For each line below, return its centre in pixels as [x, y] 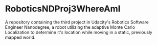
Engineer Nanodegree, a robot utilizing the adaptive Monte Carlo [70, 27]
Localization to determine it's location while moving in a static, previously [79, 32]
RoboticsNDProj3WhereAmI [63, 9]
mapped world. [20, 37]
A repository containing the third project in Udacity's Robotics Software [77, 22]
